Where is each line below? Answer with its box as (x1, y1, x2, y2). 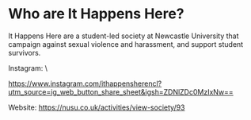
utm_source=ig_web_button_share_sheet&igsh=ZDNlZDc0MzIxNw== (8, 87, 234, 96)
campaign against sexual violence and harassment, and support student (8, 39, 244, 48)
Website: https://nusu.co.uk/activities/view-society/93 (8, 103, 185, 112)
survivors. (8, 48, 41, 57)
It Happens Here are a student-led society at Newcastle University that (8, 31, 239, 41)
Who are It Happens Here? (8, 5, 184, 23)
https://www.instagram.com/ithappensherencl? (8, 79, 162, 88)
